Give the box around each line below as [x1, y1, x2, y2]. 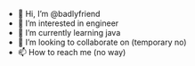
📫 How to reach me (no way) [17, 47, 126, 57]
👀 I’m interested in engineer [17, 18, 119, 29]
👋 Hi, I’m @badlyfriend [17, 9, 101, 19]
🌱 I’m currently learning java [17, 28, 121, 37]
